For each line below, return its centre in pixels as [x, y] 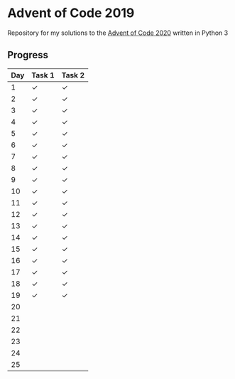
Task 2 [73, 75]
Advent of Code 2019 [71, 13]
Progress [28, 55]
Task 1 [43, 75]
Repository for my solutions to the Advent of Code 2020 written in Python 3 [118, 33]
